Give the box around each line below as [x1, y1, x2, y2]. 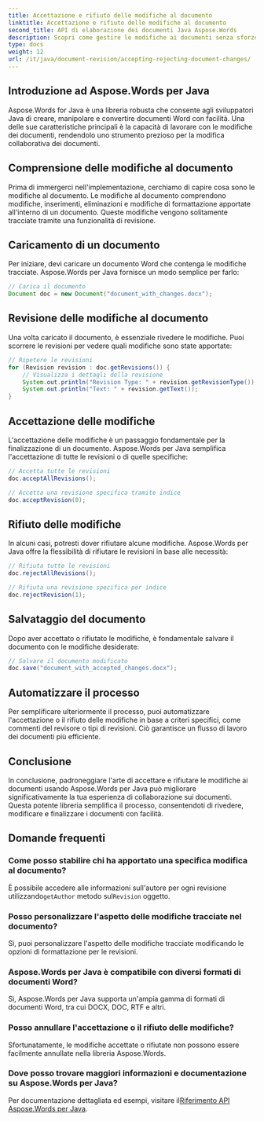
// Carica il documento [8, 283, 86, 291]
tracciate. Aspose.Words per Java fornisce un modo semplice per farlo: [8, 268, 240, 277]
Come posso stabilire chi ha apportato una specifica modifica [8, 855, 247, 866]
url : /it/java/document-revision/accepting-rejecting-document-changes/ [8, 56, 251, 64]
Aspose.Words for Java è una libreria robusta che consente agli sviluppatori [8, 105, 254, 115]
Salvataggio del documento [8, 613, 146, 626]
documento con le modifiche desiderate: [8, 642, 140, 651]
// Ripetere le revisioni [8, 356, 93, 364]
